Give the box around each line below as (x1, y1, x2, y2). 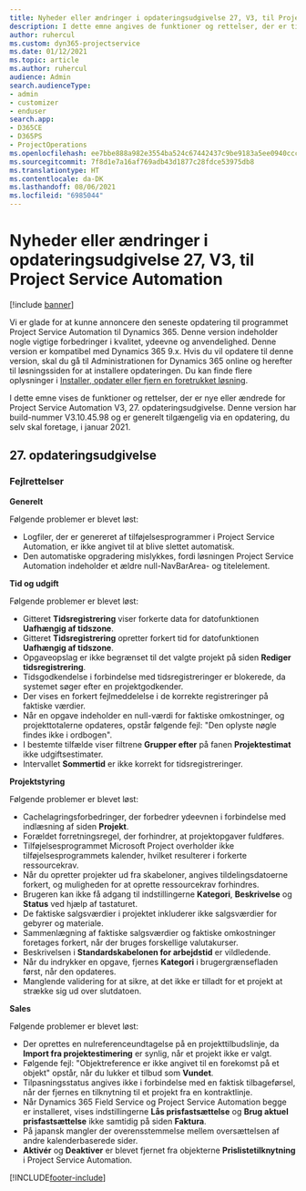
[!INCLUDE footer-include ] (9, 1172, 107, 1183)
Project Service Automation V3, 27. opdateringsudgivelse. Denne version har (9, 402, 297, 412)
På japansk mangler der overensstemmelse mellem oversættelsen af (22, 1125, 280, 1136)
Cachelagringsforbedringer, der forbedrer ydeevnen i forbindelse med (22, 811, 287, 822)
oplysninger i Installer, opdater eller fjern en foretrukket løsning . (9, 374, 249, 385)
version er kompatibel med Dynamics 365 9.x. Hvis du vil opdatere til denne (9, 345, 294, 356)
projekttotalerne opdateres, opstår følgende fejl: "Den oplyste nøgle (22, 719, 277, 730)
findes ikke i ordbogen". (22, 729, 112, 740)
